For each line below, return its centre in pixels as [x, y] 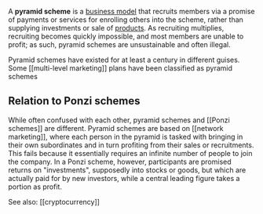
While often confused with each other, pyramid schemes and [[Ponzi [119, 120]
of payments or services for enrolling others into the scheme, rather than [126, 20]
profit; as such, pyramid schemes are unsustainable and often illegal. [119, 45]
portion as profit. [35, 187]
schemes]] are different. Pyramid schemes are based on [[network [116, 128]
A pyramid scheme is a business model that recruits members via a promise [131, 11]
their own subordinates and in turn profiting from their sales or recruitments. [131, 145]
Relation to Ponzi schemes [74, 101]
